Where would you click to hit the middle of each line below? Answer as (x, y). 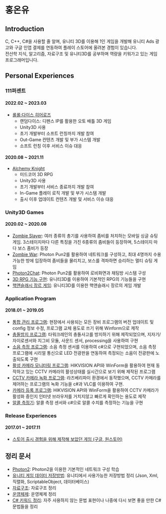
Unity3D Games (25, 212)
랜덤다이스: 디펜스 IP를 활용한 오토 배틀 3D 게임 (65, 121)
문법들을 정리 (25, 506)
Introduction (25, 29)
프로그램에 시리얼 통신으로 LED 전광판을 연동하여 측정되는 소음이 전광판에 (83, 353)
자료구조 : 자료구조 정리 (34, 488)
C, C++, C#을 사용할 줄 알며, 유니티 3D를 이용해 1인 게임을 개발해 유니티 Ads (80, 41)
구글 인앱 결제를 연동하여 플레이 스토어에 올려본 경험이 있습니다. (76, 47)
